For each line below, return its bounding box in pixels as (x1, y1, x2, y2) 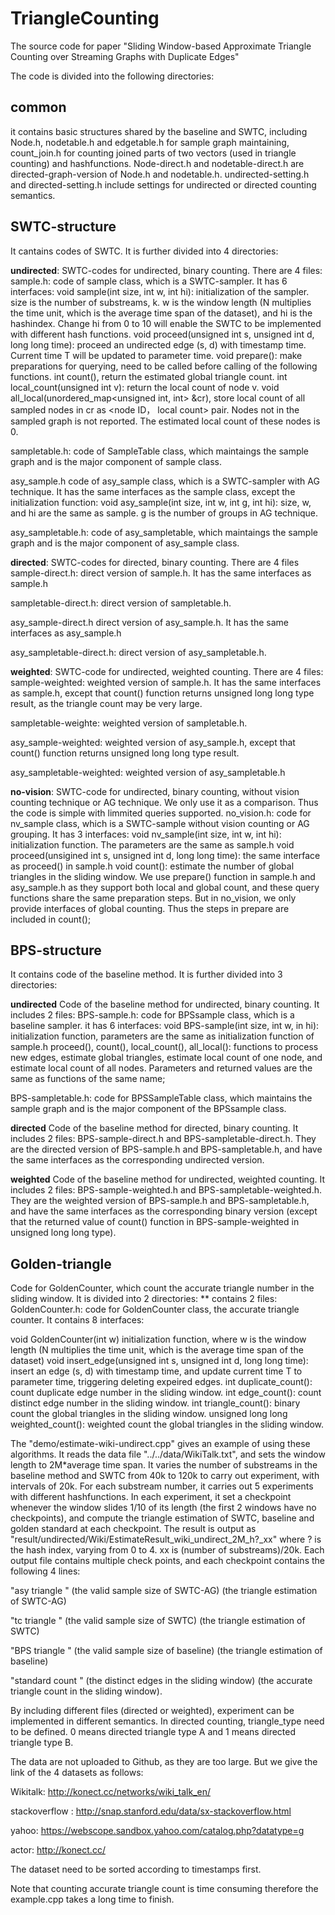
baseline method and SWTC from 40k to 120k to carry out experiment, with (10, 1470, 320, 1482)
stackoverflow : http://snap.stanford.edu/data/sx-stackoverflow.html (10, 1805, 292, 1817)
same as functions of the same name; (10, 1073, 166, 1085)
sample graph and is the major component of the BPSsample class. (10, 1103, 287, 1115)
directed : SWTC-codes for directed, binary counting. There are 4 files (10, 556, 300, 568)
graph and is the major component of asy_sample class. (10, 537, 240, 549)
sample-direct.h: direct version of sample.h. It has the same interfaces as (10, 567, 312, 579)
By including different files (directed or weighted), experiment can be (10, 1705, 295, 1717)
